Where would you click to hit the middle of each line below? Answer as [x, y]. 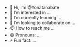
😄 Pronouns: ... [25, 35]
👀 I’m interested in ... [30, 12]
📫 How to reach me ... [32, 28]
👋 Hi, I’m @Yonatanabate [34, 7]
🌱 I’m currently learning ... [35, 18]
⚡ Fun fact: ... [23, 40]
